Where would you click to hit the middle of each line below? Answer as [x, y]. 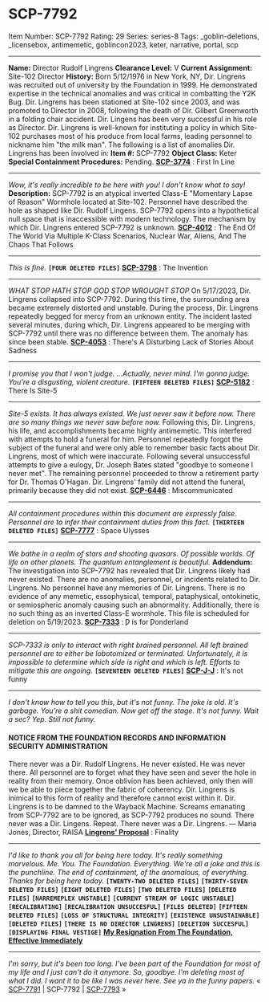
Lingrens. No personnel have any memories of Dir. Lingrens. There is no [127, 588]
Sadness [23, 350]
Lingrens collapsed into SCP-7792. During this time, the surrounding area [129, 299]
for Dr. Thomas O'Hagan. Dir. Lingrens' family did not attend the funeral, [127, 482]
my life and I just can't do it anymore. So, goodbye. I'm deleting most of [126, 972]
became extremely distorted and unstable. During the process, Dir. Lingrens [133, 308]
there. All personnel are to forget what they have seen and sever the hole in [132, 772]
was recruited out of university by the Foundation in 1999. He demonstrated [133, 84]
